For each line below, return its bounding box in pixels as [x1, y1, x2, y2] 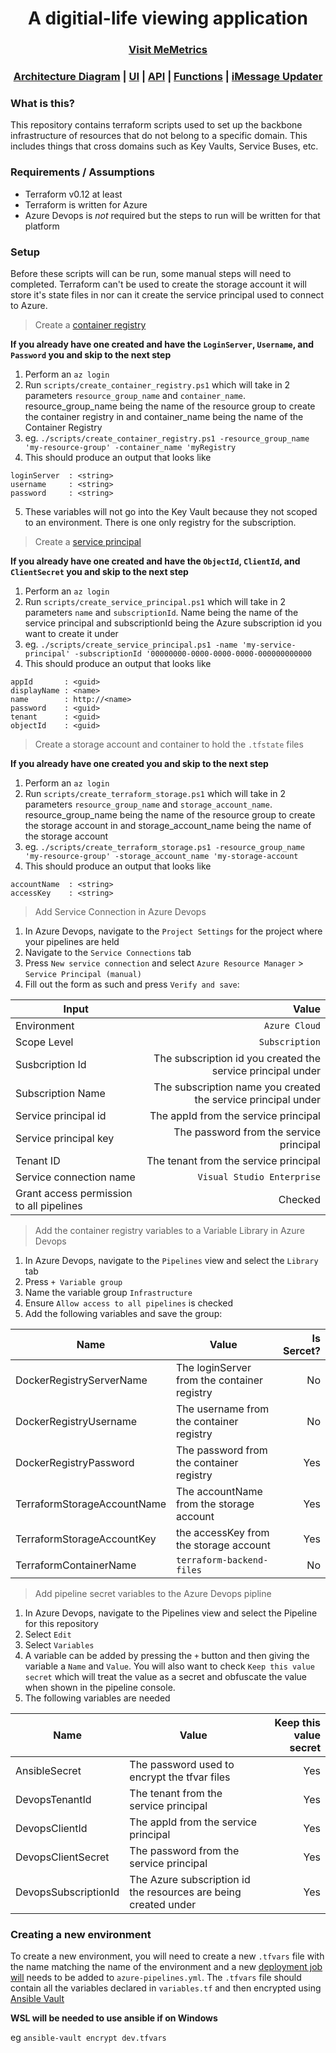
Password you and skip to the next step [10, 348, 172, 361]
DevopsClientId [15, 1821, 88, 1835]
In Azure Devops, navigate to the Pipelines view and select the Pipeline [24, 1607, 318, 1619]
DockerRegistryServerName [15, 1373, 148, 1387]
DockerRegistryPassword [15, 1455, 135, 1469]
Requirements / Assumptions [10, 165, 155, 179]
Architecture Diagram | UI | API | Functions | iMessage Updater [13, 70, 323, 84]
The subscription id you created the [153, 1051, 321, 1065]
